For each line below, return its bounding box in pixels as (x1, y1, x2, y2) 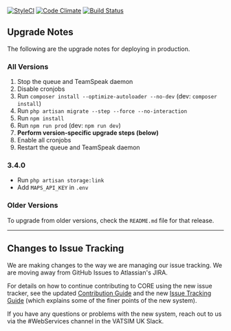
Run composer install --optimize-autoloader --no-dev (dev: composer (16, 92, 218, 100)
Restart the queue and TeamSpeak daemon (16, 143, 140, 151)
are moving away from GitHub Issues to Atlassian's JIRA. (7, 268, 168, 277)
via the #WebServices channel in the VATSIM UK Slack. (7, 317, 164, 325)
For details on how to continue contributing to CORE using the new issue (7, 281, 212, 290)
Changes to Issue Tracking (7, 243, 124, 255)
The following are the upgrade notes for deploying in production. (7, 45, 190, 53)
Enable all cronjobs (16, 136, 71, 145)
